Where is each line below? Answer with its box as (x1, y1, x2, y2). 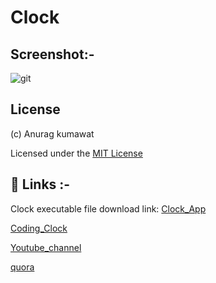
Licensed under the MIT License (10, 147, 143, 159)
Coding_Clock (10, 222, 68, 234)
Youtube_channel (10, 241, 82, 253)
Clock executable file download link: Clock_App (10, 202, 207, 215)
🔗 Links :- (10, 176, 71, 193)
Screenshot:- (10, 46, 95, 63)
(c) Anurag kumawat (10, 127, 95, 140)
